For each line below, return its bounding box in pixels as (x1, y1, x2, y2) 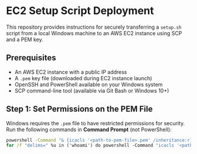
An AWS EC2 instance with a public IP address (14, 69, 127, 76)
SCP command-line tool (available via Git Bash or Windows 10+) (14, 87, 169, 94)
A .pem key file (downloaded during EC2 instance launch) (14, 74, 152, 81)
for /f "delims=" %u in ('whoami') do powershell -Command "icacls (6, 142, 175, 149)
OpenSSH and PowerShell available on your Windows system (14, 81, 163, 88)
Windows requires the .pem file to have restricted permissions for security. (6, 119, 185, 126)
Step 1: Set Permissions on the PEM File (6, 104, 153, 114)
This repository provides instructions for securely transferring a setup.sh (6, 23, 182, 30)
